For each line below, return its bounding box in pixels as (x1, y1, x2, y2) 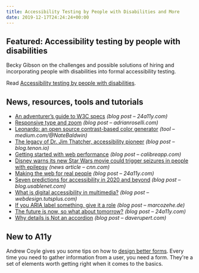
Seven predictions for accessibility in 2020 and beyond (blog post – (14, 176, 181, 183)
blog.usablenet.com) (14, 183, 66, 190)
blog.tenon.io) (14, 145, 49, 152)
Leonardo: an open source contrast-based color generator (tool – (14, 125, 175, 133)
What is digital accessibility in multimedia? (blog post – (14, 189, 150, 196)
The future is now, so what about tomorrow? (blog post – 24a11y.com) (14, 208, 186, 215)
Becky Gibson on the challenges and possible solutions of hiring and (6, 62, 175, 69)
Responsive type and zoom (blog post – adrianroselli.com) (14, 119, 158, 126)
